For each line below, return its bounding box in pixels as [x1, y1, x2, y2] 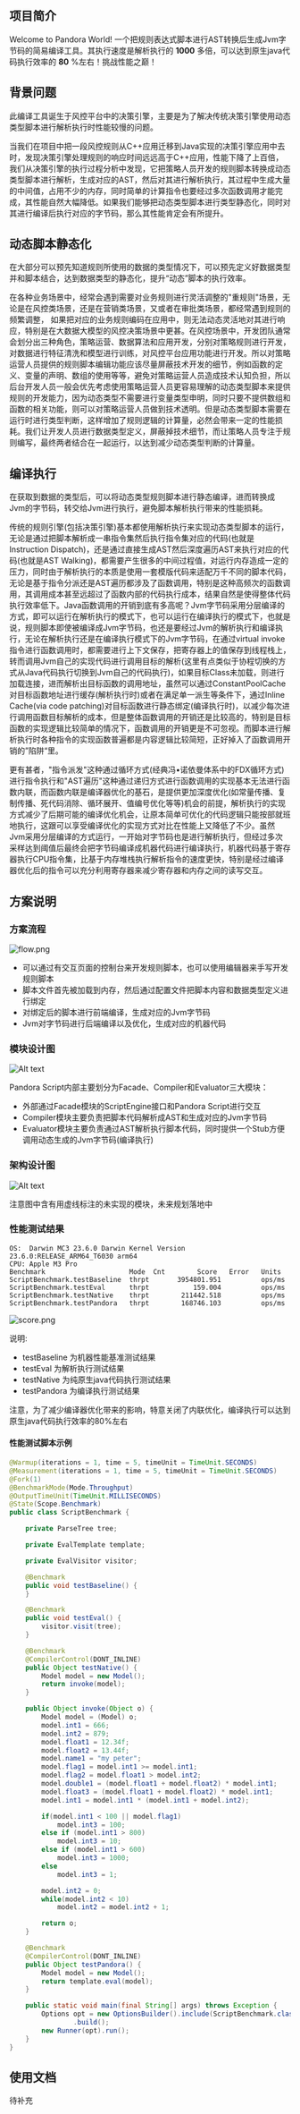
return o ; [41, 1919, 78, 1928]
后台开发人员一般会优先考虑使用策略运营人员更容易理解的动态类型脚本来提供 [9, 381, 291, 392]
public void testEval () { [25, 1614, 122, 1623]
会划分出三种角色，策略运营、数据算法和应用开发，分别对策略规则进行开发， [9, 336, 291, 347]
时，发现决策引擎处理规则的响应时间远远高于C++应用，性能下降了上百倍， [9, 151, 284, 163]
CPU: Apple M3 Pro [9, 1260, 78, 1269]
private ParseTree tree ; [25, 1524, 118, 1533]
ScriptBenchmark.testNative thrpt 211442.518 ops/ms [9, 1291, 286, 1300]
